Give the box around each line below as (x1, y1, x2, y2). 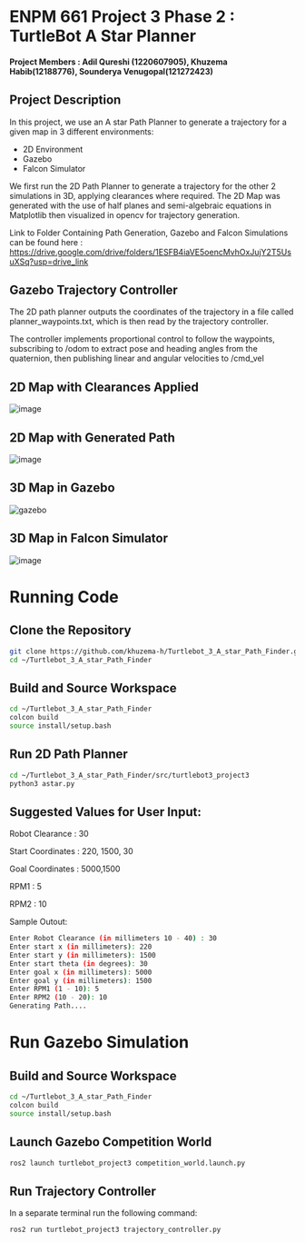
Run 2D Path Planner (9, 747, 129, 762)
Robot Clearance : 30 (9, 829, 89, 840)
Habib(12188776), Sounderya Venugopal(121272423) (9, 65, 213, 76)
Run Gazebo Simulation (9, 1032, 189, 1053)
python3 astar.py (9, 779, 75, 788)
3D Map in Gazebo (9, 480, 115, 496)
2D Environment (22, 144, 84, 154)
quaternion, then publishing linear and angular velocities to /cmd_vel (9, 353, 265, 364)
